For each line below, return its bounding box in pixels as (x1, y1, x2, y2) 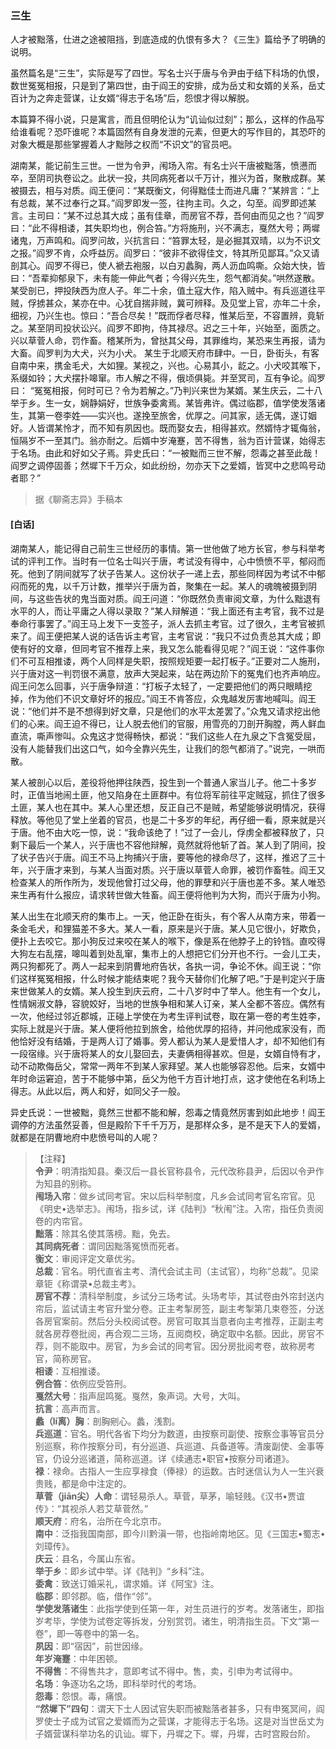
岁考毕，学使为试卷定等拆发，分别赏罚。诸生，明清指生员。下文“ (34, 1615, 302, 1627)
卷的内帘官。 (34, 1215, 88, 1227)
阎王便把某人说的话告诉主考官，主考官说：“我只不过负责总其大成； (36, 630, 313, 642)
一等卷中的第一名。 (64, 1627, 145, 1639)
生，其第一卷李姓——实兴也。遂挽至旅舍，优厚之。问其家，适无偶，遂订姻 (10, 410, 317, 422)
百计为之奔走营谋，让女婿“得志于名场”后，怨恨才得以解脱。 (10, 92, 255, 104)
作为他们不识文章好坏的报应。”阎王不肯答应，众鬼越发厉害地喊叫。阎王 (27, 692, 317, 704)
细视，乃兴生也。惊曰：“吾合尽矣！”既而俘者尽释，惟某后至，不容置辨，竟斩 (10, 310, 325, 322)
